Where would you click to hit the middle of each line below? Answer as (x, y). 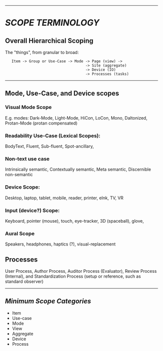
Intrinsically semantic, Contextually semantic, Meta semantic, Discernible (78, 169)
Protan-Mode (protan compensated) (41, 123)
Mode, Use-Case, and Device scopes (62, 94)
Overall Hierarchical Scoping (49, 41)
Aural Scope (20, 233)
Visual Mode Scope (28, 107)
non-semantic (19, 175)
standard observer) (24, 281)
